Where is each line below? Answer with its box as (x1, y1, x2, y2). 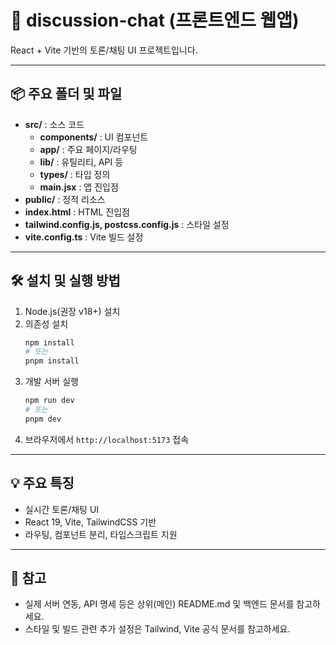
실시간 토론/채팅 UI (24, 503, 100, 515)
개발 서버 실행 (24, 376, 79, 388)
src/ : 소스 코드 (24, 118, 85, 130)
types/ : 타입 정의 (39, 168, 111, 180)
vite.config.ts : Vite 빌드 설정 (24, 231, 144, 243)
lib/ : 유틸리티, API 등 (39, 156, 124, 168)
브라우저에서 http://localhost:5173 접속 (24, 433, 190, 445)
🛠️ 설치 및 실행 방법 (10, 272, 121, 290)
